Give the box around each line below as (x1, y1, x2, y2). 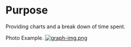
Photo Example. (5, 34, 44, 41)
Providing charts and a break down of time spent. (5, 23, 126, 30)
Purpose (5, 4, 48, 17)
